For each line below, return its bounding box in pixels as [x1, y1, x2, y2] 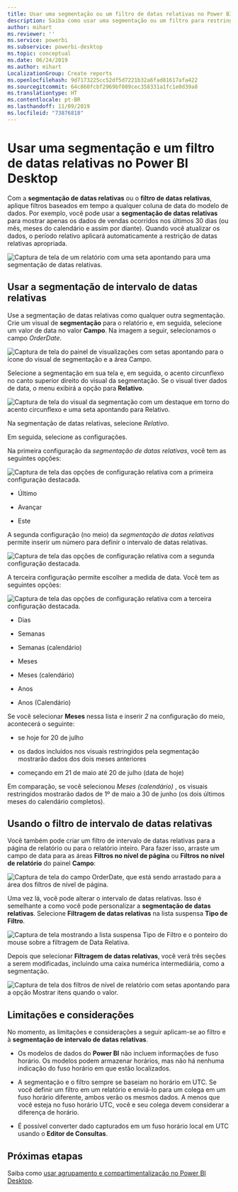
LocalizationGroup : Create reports [7, 70, 113, 77]
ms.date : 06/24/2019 [7, 57, 69, 64]
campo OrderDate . [7, 333, 62, 342]
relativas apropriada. [7, 239, 67, 247]
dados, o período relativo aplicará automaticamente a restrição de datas [7, 232, 217, 240]
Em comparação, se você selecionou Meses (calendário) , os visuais [7, 782, 208, 791]
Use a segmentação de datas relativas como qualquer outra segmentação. [7, 310, 225, 320]
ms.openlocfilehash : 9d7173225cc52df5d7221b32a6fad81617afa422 [7, 76, 198, 84]
